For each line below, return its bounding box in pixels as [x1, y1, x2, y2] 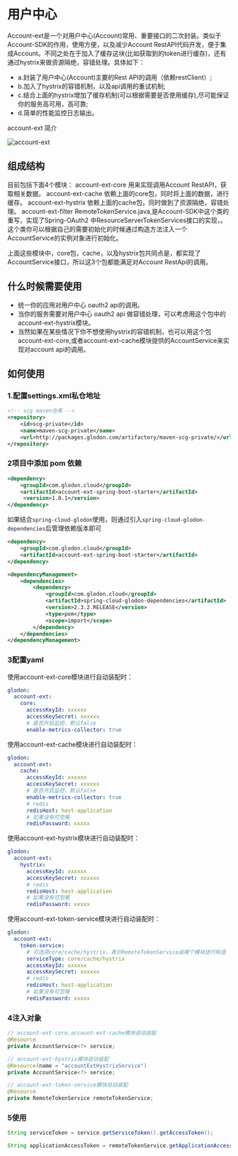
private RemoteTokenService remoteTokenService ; [7, 1095, 154, 1102]
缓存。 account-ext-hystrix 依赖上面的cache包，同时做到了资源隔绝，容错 [7, 198, 223, 207]
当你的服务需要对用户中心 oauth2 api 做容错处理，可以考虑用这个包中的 [17, 310, 227, 318]
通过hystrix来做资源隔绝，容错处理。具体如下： [7, 58, 145, 66]
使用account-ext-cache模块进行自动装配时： [7, 740, 138, 748]
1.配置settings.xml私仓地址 [7, 391, 101, 400]
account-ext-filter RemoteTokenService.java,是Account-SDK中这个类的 [21, 207, 229, 215]
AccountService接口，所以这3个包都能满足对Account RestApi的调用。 [7, 257, 212, 266]
